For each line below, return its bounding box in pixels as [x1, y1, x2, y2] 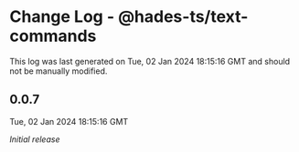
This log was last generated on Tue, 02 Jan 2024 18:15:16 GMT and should [9, 56, 291, 66]
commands [9, 25, 97, 46]
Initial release [9, 134, 60, 145]
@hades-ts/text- [117, 6, 249, 27]
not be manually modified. [9, 66, 108, 76]
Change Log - [9, 6, 115, 27]
